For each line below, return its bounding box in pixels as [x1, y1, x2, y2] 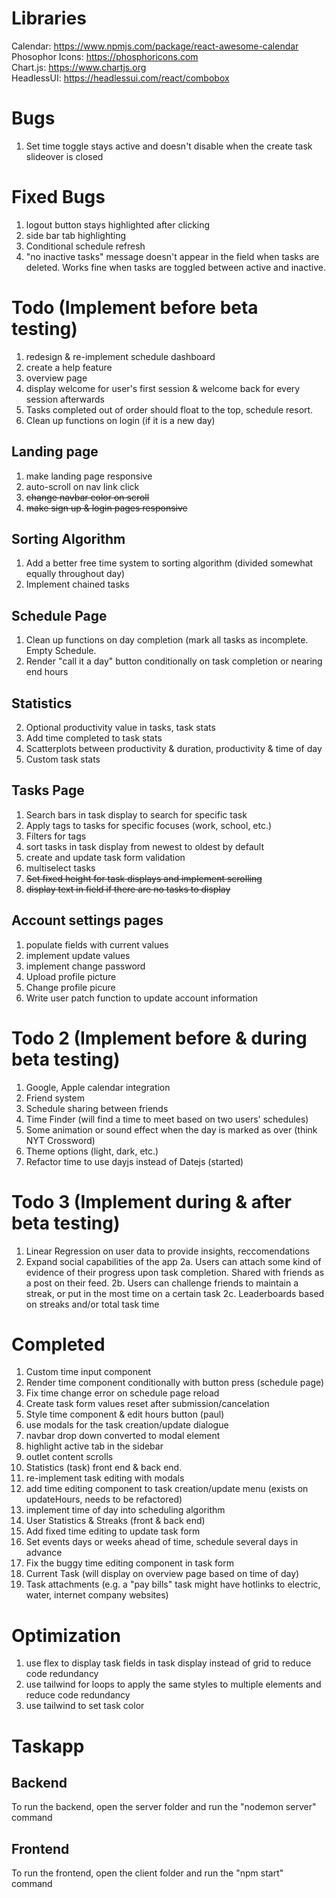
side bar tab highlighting [25, 229, 127, 241]
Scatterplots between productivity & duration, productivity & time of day [25, 743, 323, 754]
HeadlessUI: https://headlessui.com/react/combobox [11, 72, 230, 84]
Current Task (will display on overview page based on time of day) [25, 1568, 300, 1580]
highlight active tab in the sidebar [25, 1440, 164, 1452]
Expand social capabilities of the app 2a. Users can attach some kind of [25, 1255, 322, 1267]
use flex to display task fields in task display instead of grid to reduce [25, 1657, 312, 1669]
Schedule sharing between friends [25, 1102, 169, 1114]
